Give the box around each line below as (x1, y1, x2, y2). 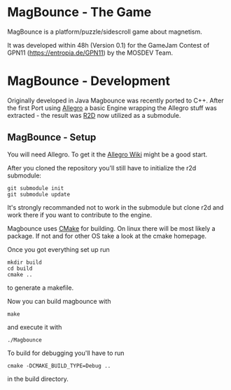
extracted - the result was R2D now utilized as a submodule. (7, 111, 181, 119)
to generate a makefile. (7, 283, 74, 292)
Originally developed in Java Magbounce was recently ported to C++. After (7, 96, 224, 105)
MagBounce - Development (7, 73, 170, 89)
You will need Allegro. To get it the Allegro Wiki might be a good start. (7, 150, 208, 159)
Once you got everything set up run (7, 245, 110, 253)
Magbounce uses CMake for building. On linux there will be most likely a (7, 224, 216, 232)
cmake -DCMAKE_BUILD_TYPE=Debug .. (7, 362, 111, 369)
